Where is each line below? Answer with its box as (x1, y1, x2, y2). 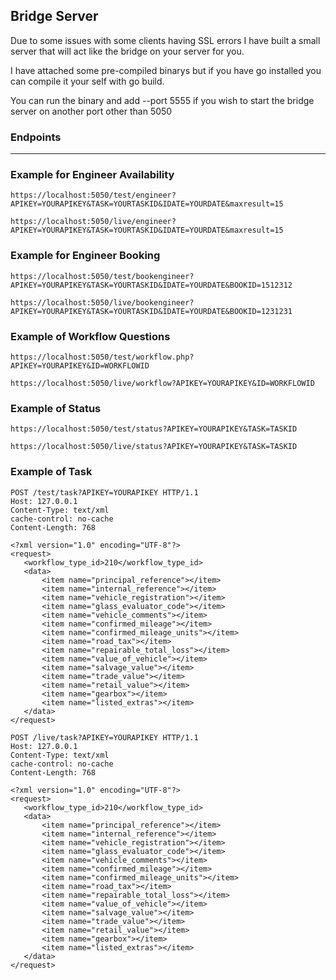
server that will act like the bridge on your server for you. (10, 45, 245, 57)
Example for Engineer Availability (10, 168, 175, 182)
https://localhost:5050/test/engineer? (10, 190, 177, 201)
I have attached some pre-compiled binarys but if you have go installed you (10, 64, 322, 76)
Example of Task (10, 465, 93, 479)
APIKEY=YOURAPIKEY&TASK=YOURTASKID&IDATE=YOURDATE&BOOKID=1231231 (10, 306, 293, 316)
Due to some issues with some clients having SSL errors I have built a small (10, 34, 321, 46)
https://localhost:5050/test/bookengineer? (10, 271, 195, 281)
